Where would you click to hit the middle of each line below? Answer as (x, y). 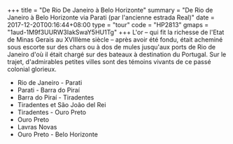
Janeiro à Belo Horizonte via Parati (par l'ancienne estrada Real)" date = (111, 17)
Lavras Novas (37, 127)
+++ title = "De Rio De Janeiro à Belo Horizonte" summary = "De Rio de (110, 10)
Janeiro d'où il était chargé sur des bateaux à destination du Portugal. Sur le (117, 54)
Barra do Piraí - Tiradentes (56, 97)
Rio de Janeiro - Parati (50, 82)
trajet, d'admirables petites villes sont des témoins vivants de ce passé (109, 62)
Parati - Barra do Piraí (49, 90)
